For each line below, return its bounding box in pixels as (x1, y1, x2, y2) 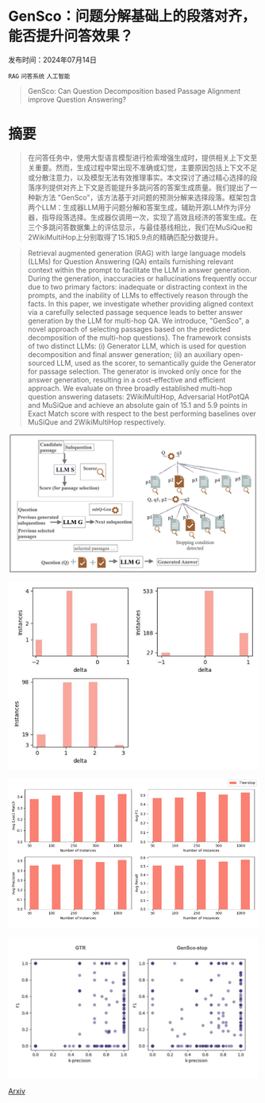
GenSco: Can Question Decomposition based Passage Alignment (27, 86, 241, 95)
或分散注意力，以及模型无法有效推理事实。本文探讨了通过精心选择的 (27, 173, 251, 182)
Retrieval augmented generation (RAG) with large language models (27, 248, 246, 258)
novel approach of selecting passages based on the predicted (27, 324, 231, 334)
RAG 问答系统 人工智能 (8, 72, 71, 80)
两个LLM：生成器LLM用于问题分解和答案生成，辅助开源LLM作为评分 (27, 202, 252, 212)
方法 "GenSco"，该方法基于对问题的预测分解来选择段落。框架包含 (41, 192, 257, 202)
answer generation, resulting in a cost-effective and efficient (27, 375, 226, 384)
